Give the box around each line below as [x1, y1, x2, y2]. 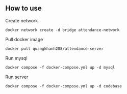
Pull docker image [5, 36, 43, 42]
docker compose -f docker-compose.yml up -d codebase [5, 83, 122, 88]
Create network [5, 17, 38, 23]
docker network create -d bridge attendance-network [5, 27, 120, 33]
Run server [5, 74, 29, 80]
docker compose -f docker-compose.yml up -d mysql [5, 65, 115, 70]
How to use [5, 4, 42, 13]
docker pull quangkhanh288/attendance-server [5, 46, 104, 51]
